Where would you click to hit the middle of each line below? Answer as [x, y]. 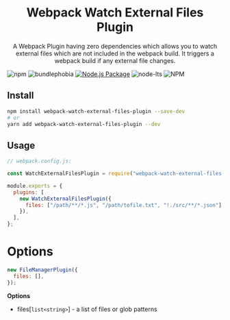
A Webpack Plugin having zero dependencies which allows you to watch [115, 46]
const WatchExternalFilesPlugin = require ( [70, 174]
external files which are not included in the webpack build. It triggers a [115, 53]
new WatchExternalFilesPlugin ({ [65, 199]
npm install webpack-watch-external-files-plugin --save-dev [96, 111]
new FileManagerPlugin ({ [42, 270]
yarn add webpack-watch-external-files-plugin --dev [84, 124]
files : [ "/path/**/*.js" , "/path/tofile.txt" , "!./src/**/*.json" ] [124, 205]
